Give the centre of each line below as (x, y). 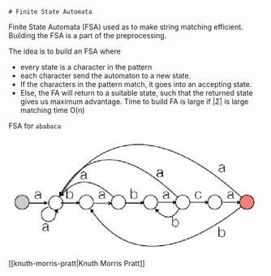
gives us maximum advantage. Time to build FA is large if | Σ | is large (134, 101)
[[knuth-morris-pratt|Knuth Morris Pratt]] (77, 264)
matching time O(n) (52, 110)
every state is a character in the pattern (86, 67)
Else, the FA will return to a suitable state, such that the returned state (136, 93)
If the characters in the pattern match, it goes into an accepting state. (136, 84)
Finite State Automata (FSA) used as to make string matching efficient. (126, 27)
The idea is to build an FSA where (65, 51)
